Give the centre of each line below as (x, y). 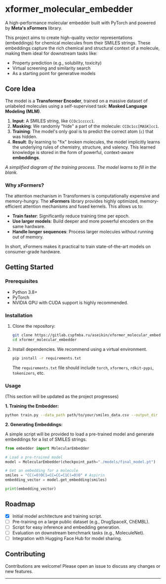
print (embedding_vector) (31, 489)
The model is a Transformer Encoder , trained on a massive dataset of (77, 101)
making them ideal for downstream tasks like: (51, 53)
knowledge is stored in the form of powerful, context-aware (73, 152)
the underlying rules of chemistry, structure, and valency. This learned (84, 147)
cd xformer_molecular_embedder (44, 340)
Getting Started (29, 267)
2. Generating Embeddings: (34, 424)
